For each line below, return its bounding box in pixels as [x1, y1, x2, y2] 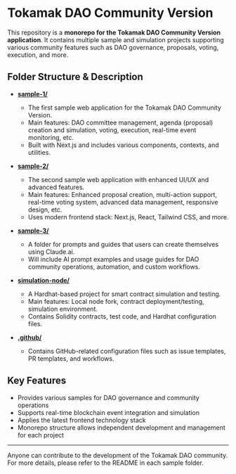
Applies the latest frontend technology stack [17, 416, 146, 424]
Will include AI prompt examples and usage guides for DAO [27, 255, 199, 263]
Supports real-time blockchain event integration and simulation [17, 408, 200, 416]
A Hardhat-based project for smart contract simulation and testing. [27, 290, 221, 298]
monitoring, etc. [27, 133, 74, 141]
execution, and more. [7, 51, 69, 59]
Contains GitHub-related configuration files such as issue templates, [27, 347, 226, 355]
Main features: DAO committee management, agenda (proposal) [27, 118, 214, 127]
